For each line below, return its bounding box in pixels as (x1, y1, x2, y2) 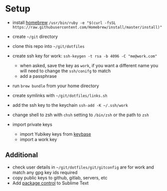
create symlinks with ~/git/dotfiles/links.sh (12, 92, 108, 98)
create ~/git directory (12, 33, 58, 39)
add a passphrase (19, 73, 57, 79)
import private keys (12, 121, 52, 127)
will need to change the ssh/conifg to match (19, 68, 111, 74)
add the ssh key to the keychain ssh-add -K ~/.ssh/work (12, 102, 128, 108)
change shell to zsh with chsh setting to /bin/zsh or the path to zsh (12, 112, 149, 118)
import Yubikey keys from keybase (19, 131, 91, 137)
